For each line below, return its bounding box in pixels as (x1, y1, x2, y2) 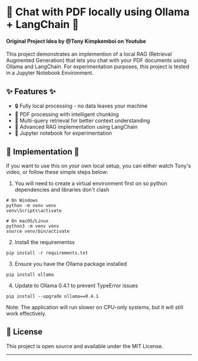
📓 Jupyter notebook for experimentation (14, 129, 112, 137)
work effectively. (6, 310, 47, 317)
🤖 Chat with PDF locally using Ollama (6, 5, 190, 19)
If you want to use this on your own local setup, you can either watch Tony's (6, 162, 192, 169)
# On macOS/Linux (6, 218, 49, 224)
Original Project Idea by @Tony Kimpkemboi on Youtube (6, 38, 146, 45)
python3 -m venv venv (6, 223, 60, 229)
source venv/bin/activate (6, 229, 70, 235)
